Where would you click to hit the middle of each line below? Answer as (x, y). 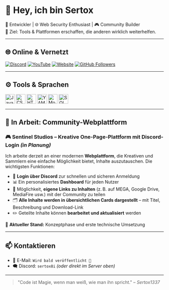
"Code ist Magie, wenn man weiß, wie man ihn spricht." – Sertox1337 (89, 282)
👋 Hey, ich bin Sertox (50, 10)
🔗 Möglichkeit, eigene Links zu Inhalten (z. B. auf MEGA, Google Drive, (86, 189)
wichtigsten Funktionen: (30, 167)
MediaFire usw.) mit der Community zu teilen (59, 195)
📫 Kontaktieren (30, 246)
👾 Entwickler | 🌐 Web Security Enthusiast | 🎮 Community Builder (73, 24)
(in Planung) (36, 145)
